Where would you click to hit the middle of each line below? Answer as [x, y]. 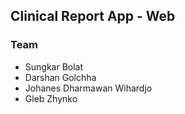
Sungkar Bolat [54, 66]
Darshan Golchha [60, 77]
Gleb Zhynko [51, 98]
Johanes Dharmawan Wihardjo [88, 88]
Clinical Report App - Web [93, 16]
